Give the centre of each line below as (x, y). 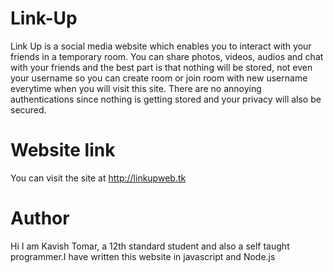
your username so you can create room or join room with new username (159, 78)
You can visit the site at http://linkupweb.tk (98, 178)
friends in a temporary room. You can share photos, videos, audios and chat (167, 56)
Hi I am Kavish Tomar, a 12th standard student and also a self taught (150, 246)
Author (40, 218)
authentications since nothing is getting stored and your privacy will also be (166, 99)
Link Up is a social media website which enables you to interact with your (161, 46)
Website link (63, 150)
